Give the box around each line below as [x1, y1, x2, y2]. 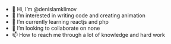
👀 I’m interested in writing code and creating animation [11, 12, 145, 19]
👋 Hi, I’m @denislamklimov [11, 6, 77, 12]
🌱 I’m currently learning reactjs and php [11, 18, 109, 25]
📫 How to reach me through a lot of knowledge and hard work [11, 32, 165, 38]
